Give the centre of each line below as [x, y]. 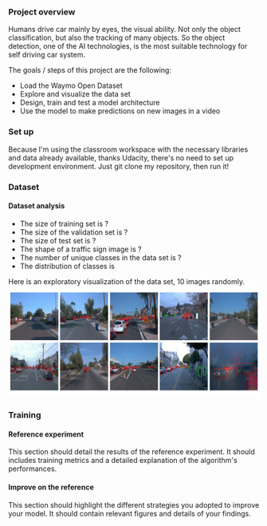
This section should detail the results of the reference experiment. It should [132, 452]
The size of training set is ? [64, 223]
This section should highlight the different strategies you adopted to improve [134, 504]
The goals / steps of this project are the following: [90, 70]
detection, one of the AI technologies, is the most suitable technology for [128, 46]
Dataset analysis [37, 206]
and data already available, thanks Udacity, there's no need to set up [121, 157]
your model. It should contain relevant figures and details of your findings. [130, 513]
